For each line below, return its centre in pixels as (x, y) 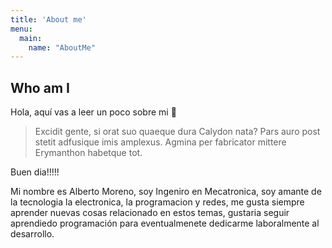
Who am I (40, 87)
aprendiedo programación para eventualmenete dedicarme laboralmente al (165, 223)
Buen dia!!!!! (35, 172)
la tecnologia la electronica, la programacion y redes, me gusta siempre (157, 202)
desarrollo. (32, 234)
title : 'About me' (48, 19)
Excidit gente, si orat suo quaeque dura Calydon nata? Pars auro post (177, 132)
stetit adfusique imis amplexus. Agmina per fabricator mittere (160, 142)
